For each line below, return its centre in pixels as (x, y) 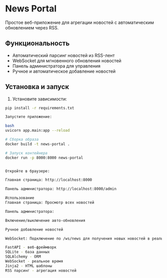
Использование (20, 198)
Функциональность (38, 44)
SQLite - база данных (28, 252)
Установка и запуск (37, 87)
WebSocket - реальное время (34, 262)
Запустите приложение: (29, 117)
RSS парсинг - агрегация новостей (41, 271)
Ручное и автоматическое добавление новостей (64, 71)
